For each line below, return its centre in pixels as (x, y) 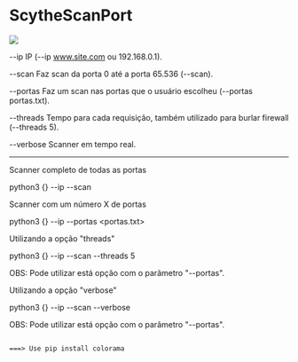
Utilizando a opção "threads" (62, 238)
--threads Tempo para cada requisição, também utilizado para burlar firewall (149, 117)
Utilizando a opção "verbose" (63, 290)
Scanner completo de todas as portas (78, 169)
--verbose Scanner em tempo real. (73, 144)
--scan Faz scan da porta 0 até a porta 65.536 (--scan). (111, 74)
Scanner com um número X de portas (78, 204)
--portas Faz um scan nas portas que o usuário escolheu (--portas (131, 90)
